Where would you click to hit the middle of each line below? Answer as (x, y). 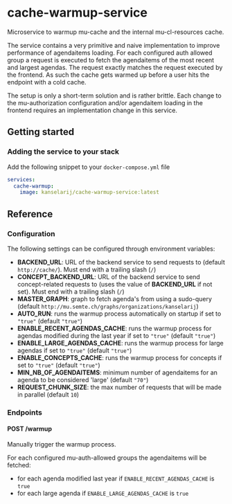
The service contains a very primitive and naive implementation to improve (114, 45)
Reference (30, 214)
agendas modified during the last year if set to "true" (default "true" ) (116, 335)
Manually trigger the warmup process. (62, 444)
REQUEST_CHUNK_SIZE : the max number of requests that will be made (119, 387)
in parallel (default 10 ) (48, 394)
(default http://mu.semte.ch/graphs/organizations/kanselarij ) (108, 306)
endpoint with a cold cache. (47, 82)
